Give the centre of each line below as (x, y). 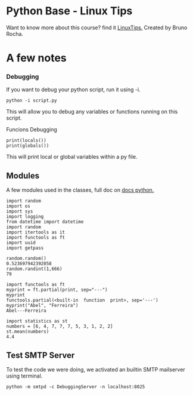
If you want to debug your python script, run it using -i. (74, 90)
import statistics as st (37, 321)
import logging (25, 217)
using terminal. (24, 376)
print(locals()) (26, 141)
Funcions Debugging (32, 130)
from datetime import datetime (45, 222)
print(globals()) (28, 146)
